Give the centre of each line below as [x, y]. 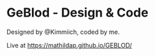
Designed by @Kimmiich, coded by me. [63, 32]
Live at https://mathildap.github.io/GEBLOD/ [69, 45]
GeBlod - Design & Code [77, 13]
